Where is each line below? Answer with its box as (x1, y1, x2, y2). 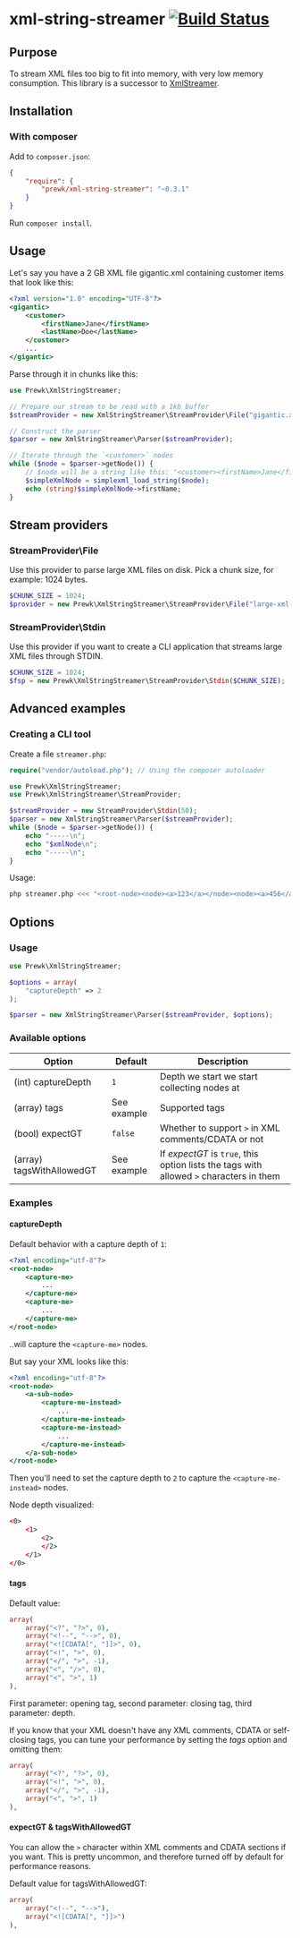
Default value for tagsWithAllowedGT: (9, 1878, 147, 1889)
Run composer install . (9, 218, 93, 228)
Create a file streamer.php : (9, 748, 107, 759)
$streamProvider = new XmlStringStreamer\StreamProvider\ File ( (9, 410, 250, 420)
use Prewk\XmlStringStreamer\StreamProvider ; (9, 790, 181, 799)
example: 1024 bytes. (9, 574, 87, 585)
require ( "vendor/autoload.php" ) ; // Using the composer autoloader (9, 765, 266, 774)
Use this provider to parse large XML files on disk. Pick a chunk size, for (9, 565, 274, 576)
